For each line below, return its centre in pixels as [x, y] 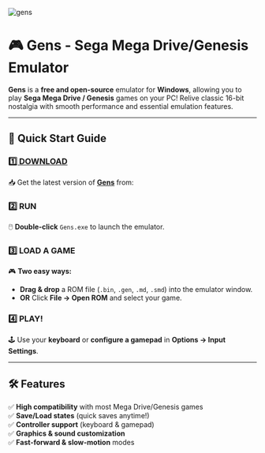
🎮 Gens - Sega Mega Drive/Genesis [129, 45]
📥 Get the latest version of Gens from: [71, 182]
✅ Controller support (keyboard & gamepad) [82, 425]
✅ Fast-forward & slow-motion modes [71, 443]
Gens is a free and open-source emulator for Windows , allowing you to [125, 89]
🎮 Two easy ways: [40, 271]
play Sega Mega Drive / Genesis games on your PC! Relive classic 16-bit [126, 98]
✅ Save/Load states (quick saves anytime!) [79, 416]
